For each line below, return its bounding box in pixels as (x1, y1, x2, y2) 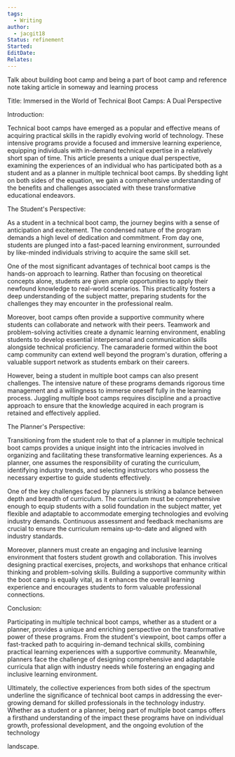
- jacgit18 (13, 30, 46, 37)
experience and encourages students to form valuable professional (7, 583, 201, 591)
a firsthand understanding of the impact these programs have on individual (7, 713, 224, 722)
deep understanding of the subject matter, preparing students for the (7, 291, 207, 300)
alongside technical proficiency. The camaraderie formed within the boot (7, 343, 218, 351)
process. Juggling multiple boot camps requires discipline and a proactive (7, 393, 221, 402)
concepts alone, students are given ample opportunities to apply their (7, 276, 208, 285)
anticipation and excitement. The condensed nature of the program (7, 226, 201, 234)
